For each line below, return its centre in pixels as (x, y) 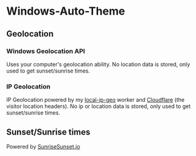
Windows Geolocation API (46, 51)
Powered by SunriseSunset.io (43, 146)
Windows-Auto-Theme (66, 11)
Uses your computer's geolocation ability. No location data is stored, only (98, 64)
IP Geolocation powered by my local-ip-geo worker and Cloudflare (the (95, 100)
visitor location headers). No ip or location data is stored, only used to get (99, 106)
